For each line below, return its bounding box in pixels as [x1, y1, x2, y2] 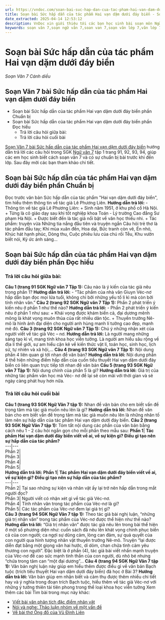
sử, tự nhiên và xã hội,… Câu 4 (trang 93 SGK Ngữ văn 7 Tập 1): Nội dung [5, 347, 154, 353]
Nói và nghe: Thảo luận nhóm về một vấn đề [12, 604, 102, 610]
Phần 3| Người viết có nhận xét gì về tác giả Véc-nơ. [5, 495, 110, 501]
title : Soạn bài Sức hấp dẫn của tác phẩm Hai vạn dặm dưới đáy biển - [5, 12, 155, 17]
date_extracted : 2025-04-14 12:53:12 [5, 16, 82, 21]
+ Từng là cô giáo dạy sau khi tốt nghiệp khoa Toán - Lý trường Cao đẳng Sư [5, 210, 160, 216]
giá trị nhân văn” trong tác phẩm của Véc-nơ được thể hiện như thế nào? [5, 516, 151, 522]
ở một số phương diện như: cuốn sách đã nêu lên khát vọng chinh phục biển [5, 527, 159, 533]
